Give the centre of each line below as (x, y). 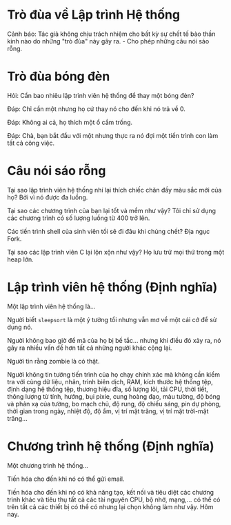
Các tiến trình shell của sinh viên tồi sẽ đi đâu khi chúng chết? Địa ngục (109, 231)
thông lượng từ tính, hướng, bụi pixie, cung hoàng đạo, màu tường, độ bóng (114, 396)
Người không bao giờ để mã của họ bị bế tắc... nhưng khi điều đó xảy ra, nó (114, 340)
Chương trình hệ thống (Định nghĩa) (111, 446)
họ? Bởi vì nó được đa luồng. (48, 197)
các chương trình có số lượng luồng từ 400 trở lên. (79, 218)
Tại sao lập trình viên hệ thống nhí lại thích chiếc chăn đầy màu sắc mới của (114, 190)
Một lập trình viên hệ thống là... (51, 306)
